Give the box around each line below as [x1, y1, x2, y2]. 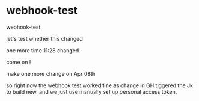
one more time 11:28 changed [6, 46, 79, 54]
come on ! [6, 58, 31, 66]
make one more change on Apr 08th [6, 70, 96, 77]
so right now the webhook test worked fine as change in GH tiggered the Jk [6, 82, 194, 89]
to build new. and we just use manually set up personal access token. [6, 88, 177, 95]
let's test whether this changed [6, 35, 83, 42]
